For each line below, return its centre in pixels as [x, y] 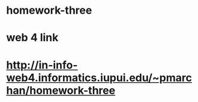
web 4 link [32, 38]
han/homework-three [61, 90]
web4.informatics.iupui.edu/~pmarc [99, 78]
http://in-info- [42, 65]
